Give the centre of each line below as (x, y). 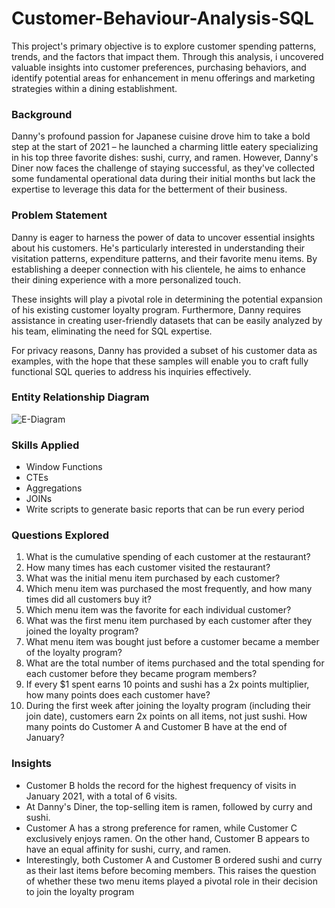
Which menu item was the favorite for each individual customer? (158, 610)
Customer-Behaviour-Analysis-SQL (162, 18)
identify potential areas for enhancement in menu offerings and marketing (163, 78)
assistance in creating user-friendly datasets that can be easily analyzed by (167, 320)
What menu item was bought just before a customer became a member (172, 642)
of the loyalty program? (74, 653)
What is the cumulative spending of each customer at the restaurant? (168, 557)
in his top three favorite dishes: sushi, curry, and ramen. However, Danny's (165, 158)
